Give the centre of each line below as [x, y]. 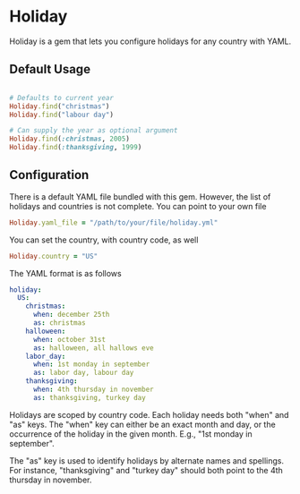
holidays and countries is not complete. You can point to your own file [138, 206]
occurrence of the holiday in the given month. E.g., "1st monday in [131, 434]
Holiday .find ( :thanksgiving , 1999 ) [76, 148]
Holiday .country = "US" [54, 256]
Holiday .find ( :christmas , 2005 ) [69, 139]
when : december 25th [71, 315]
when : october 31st [69, 339]
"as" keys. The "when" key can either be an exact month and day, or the [142, 424]
